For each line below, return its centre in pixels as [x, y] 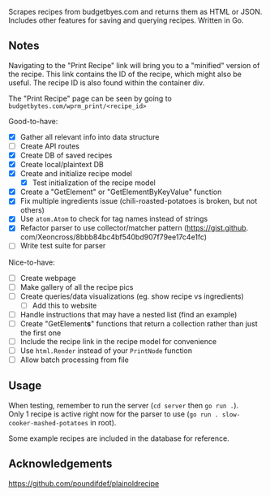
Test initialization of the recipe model [94, 183]
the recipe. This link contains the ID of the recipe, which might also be [125, 74]
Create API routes [49, 146]
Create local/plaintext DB [62, 164]
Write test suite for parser [63, 246]
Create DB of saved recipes [66, 155]
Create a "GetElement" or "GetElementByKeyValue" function [121, 192]
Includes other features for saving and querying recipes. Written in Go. [126, 20]
